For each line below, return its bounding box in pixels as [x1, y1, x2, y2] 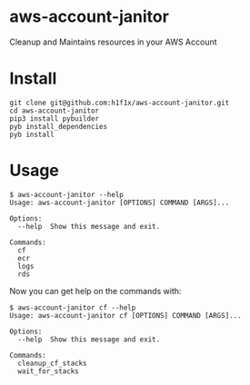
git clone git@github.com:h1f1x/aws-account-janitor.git [9, 98, 230, 107]
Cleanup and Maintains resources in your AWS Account [9, 36, 217, 47]
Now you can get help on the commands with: [9, 285, 182, 296]
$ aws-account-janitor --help [9, 190, 125, 199]
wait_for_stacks [17, 366, 79, 376]
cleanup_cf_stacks [17, 359, 88, 368]
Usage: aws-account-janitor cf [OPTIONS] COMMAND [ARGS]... [9, 311, 243, 320]
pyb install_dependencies [9, 122, 107, 131]
